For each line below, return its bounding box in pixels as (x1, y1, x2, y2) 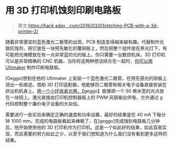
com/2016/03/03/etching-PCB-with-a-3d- (69, 22, 159, 29)
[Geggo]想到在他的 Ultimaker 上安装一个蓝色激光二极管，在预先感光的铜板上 (5, 75, 167, 81)
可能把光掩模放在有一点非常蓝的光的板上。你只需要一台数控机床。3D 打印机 (5, 52, 166, 58)
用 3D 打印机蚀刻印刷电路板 (5, 5, 121, 16)
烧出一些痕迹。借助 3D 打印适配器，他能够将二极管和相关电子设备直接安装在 (5, 81, 167, 87)
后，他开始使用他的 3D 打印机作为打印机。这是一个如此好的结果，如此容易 (5, 124, 163, 130)
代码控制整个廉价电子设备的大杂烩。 (5, 101, 82, 107)
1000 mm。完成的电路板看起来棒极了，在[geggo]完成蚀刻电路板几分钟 (11, 118, 160, 124)
